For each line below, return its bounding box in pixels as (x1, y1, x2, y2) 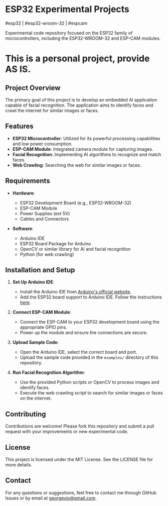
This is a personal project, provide (5, 53, 150, 64)
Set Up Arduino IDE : (12, 279, 55, 285)
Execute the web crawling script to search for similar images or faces (20, 390, 163, 396)
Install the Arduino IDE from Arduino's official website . (20, 289, 132, 295)
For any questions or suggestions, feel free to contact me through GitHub (5, 489, 157, 495)
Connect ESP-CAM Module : (12, 309, 72, 315)
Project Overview (5, 83, 61, 92)
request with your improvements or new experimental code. (5, 429, 129, 435)
